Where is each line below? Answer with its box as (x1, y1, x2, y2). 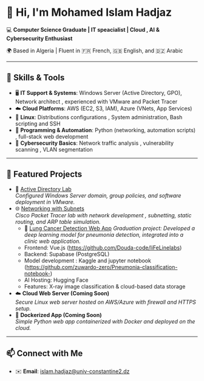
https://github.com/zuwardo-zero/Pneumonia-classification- (26, 263, 178, 270)
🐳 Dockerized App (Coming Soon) (15, 311, 102, 318)
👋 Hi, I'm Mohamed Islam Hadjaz (6, 5, 172, 19)
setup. (15, 304, 32, 312)
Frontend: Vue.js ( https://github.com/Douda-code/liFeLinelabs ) (24, 243, 182, 251)
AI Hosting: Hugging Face (24, 276, 89, 284)
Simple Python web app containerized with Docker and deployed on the (15, 318, 195, 325)
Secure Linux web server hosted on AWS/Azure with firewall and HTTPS (15, 298, 196, 306)
